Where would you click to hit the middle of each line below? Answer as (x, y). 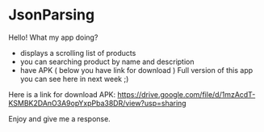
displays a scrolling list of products (78, 53)
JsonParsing (52, 15)
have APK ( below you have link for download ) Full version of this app (136, 70)
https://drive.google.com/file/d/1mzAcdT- (186, 94)
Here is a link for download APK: (62, 94)
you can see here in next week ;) (74, 79)
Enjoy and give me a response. (59, 118)
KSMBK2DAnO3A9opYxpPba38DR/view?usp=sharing (98, 103)
